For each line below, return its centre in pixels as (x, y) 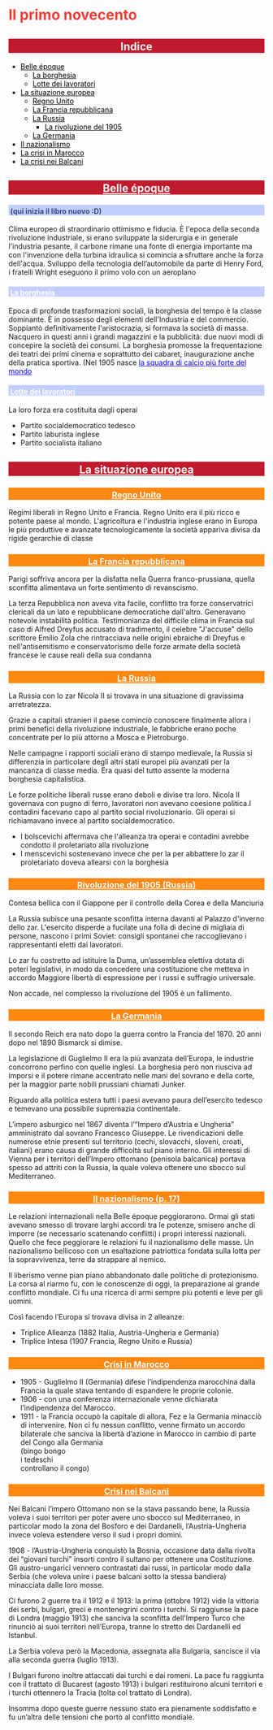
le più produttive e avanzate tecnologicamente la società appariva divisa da (135, 530)
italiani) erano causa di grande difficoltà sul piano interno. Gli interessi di (129, 1150)
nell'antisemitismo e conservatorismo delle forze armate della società (125, 647)
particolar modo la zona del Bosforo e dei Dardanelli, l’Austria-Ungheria (127, 1526)
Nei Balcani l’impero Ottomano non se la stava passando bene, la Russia (129, 1508)
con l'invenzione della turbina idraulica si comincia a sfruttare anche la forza (136, 255)
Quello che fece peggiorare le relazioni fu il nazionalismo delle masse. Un (131, 1242)
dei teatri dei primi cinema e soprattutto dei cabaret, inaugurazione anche (131, 353)
